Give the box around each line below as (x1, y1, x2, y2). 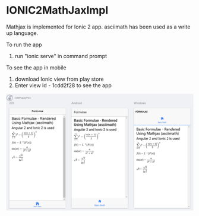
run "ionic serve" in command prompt (14, 52, 108, 59)
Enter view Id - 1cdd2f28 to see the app (14, 81, 112, 89)
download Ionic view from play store (14, 75, 104, 82)
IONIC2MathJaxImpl (6, 4, 109, 17)
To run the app (6, 41, 42, 48)
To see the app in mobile (6, 63, 67, 71)
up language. (6, 29, 39, 36)
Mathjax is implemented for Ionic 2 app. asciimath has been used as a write (6, 23, 191, 30)
